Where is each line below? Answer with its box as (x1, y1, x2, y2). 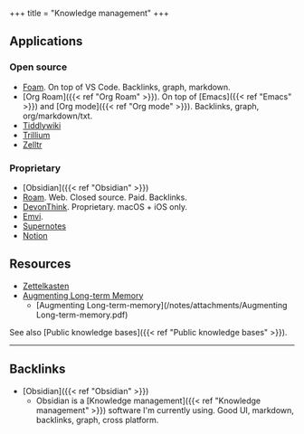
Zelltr (22, 139, 43, 150)
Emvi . (22, 211, 43, 222)
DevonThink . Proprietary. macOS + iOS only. (22, 201, 188, 212)
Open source (9, 61, 68, 73)
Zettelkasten (22, 280, 70, 291)
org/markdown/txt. (22, 110, 93, 121)
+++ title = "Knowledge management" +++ (9, 8, 170, 18)
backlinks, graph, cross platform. (35, 414, 159, 425)
